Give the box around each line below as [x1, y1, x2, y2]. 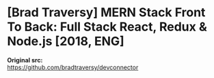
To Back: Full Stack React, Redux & [7, 19, 207, 35]
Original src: [7, 56, 43, 64]
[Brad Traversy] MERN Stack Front [7, 5, 206, 20]
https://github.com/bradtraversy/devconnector [7, 63, 139, 71]
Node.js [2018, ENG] [7, 34, 124, 49]
